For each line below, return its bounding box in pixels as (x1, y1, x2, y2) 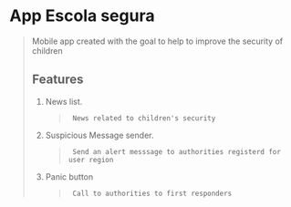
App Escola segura (9, 5, 155, 26)
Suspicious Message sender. (45, 129, 154, 140)
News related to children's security (72, 113, 216, 123)
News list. (45, 96, 83, 107)
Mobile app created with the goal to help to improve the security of (31, 36, 284, 47)
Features (31, 72, 84, 88)
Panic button (45, 171, 94, 182)
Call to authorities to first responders (72, 189, 233, 198)
